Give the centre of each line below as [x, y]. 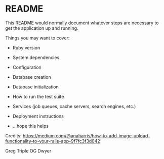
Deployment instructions [38, 116]
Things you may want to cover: [37, 38]
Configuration [27, 67]
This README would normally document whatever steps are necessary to [82, 23]
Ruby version [26, 47]
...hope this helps [31, 126]
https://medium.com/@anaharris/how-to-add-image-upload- [86, 136]
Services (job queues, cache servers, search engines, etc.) [74, 106]
